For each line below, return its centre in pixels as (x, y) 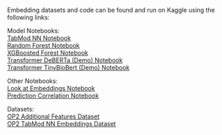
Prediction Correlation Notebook (53, 96)
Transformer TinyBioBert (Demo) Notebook (68, 67)
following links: (28, 17)
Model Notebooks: (33, 31)
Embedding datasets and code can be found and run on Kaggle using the (111, 10)
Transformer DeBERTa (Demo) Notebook (65, 60)
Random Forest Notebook (44, 45)
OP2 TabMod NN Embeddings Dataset (61, 124)
